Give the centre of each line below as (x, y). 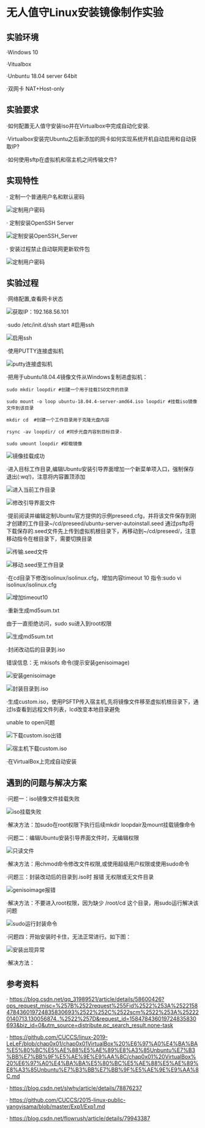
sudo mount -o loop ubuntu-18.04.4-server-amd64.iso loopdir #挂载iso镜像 (102, 402)
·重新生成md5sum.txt (33, 610)
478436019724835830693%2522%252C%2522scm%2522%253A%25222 (102, 1012)
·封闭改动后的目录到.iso (36, 650)
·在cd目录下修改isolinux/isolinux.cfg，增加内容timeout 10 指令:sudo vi (94, 578)
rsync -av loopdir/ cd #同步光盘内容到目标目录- (64, 432)
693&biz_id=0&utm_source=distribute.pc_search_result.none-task (90, 1026)
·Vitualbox (19, 64)
